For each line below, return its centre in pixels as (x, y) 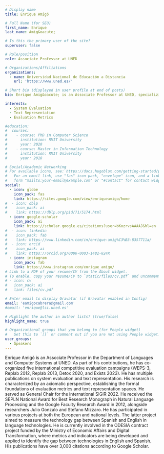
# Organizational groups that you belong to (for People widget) (73, 330)
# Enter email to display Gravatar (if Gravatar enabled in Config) (76, 299)
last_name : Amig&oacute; (30, 32)
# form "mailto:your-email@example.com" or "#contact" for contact (77, 181)
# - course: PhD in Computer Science (47, 135)
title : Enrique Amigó (27, 14)
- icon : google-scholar (33, 217)
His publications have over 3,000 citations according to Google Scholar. (77, 446)
